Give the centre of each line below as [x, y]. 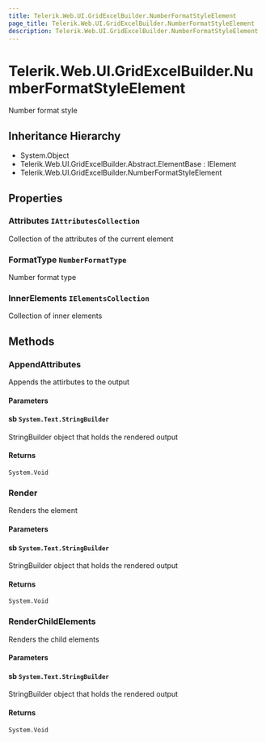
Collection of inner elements [55, 316]
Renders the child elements [54, 639]
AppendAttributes [45, 364]
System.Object [44, 155]
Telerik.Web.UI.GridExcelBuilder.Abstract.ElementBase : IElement [128, 164]
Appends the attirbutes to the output [69, 382]
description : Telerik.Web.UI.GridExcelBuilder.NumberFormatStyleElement [133, 31]
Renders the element [43, 511]
